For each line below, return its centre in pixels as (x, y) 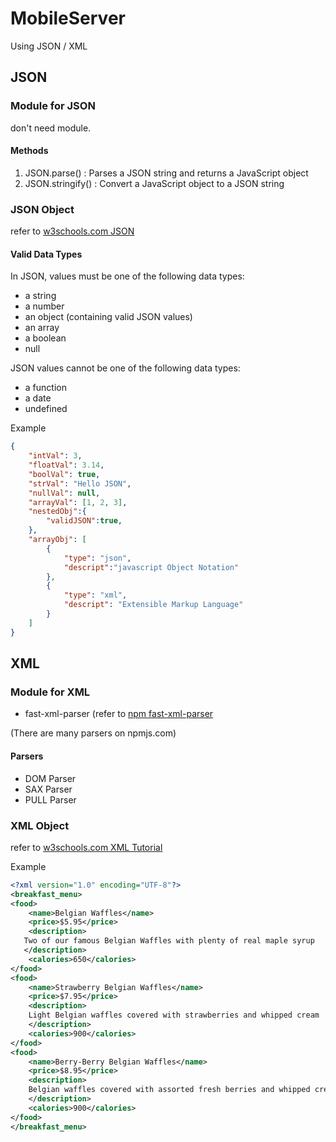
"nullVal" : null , (64, 493)
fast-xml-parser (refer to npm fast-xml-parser (119, 714)
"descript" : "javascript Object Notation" (151, 567)
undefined (46, 409)
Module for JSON (53, 106)
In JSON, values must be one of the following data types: (127, 276)
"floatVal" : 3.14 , (66, 465)
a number (44, 306)
